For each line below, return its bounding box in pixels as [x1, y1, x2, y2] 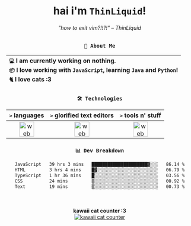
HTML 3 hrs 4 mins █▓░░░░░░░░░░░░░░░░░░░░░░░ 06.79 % [14, 167, 185, 173]
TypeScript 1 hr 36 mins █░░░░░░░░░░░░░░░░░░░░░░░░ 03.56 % [14, 172, 185, 179]
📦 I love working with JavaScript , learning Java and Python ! [9, 65, 179, 74]
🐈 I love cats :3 [9, 75, 52, 83]
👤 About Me [84, 43, 116, 49]
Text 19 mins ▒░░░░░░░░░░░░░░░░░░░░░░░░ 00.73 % [14, 183, 185, 190]
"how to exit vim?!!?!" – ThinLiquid [58, 24, 141, 31]
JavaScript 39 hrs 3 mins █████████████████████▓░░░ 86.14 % [14, 162, 185, 168]
